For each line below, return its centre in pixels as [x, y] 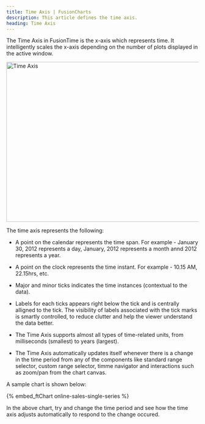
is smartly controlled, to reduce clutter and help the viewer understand [104, 317]
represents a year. [38, 255]
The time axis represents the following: [55, 231]
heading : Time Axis [31, 23]
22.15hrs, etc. [32, 274]
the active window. [30, 54]
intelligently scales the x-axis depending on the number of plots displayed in [102, 47]
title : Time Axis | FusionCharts [49, 12]
